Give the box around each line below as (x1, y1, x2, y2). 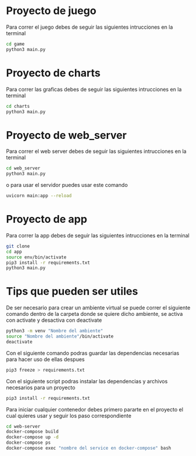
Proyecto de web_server (6, 128, 127, 142)
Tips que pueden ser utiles (6, 285, 139, 298)
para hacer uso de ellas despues (6, 356, 85, 363)
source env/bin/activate (6, 254, 67, 260)
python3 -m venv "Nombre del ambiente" (6, 328, 104, 334)
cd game (6, 41, 25, 47)
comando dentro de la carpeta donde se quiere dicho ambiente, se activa (6, 311, 183, 318)
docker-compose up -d (6, 434, 59, 440)
